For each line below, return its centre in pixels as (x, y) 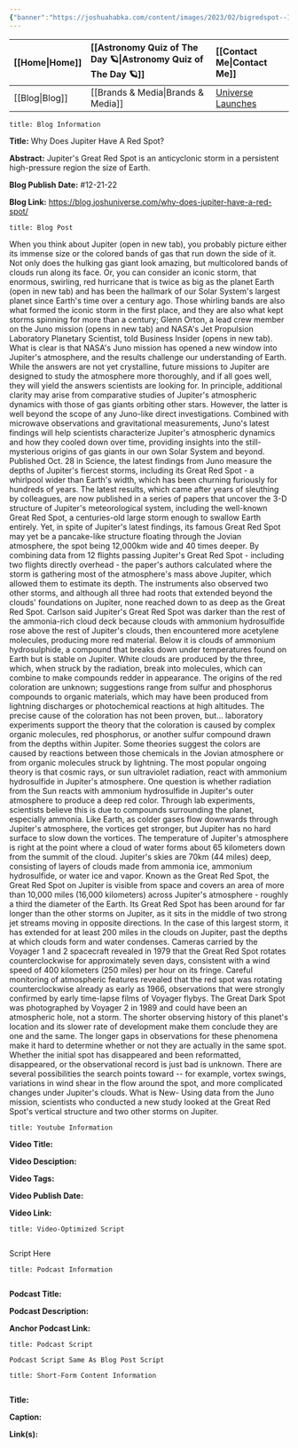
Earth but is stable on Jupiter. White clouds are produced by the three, (137, 658)
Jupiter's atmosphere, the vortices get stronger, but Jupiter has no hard (140, 828)
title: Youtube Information (61, 1128)
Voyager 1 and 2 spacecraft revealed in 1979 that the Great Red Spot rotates (148, 951)
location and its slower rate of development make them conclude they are (144, 1027)
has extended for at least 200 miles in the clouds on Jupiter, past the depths (149, 932)
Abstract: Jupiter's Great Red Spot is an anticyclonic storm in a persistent (144, 158)
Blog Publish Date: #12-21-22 (63, 185)
